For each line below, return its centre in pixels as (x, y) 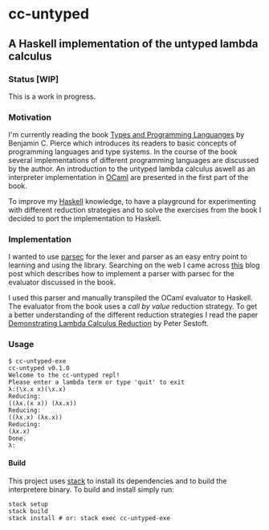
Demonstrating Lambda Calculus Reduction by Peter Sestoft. (108, 324)
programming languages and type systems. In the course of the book (123, 152)
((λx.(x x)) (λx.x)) (43, 403)
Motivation (30, 117)
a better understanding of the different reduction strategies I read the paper (133, 315)
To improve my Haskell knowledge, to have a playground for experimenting (132, 202)
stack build (28, 511)
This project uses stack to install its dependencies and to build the (118, 481)
